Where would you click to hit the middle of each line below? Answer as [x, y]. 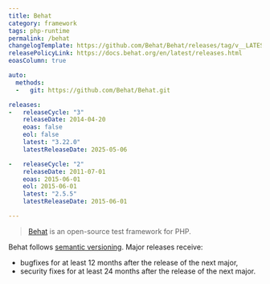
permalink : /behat [39, 38]
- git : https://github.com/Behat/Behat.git [93, 90]
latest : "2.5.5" [50, 194]
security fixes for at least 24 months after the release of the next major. [138, 271]
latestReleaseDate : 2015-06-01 [75, 202]
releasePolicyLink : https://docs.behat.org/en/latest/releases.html [125, 53]
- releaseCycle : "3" [46, 112]
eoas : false [43, 127]
